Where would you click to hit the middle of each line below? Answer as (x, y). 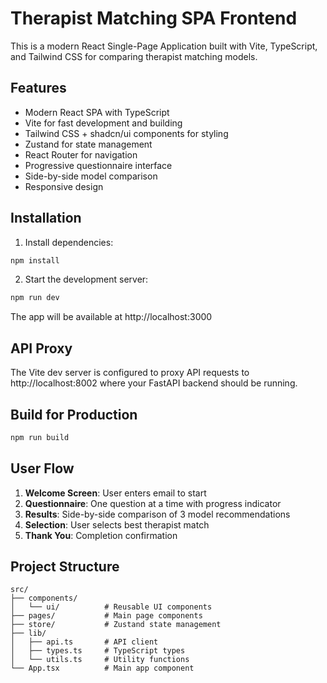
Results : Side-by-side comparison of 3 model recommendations (157, 514)
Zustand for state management (88, 144)
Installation (46, 218)
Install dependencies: (69, 242)
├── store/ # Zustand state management (116, 625)
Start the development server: (86, 279)
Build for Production (74, 414)
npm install (35, 260)
